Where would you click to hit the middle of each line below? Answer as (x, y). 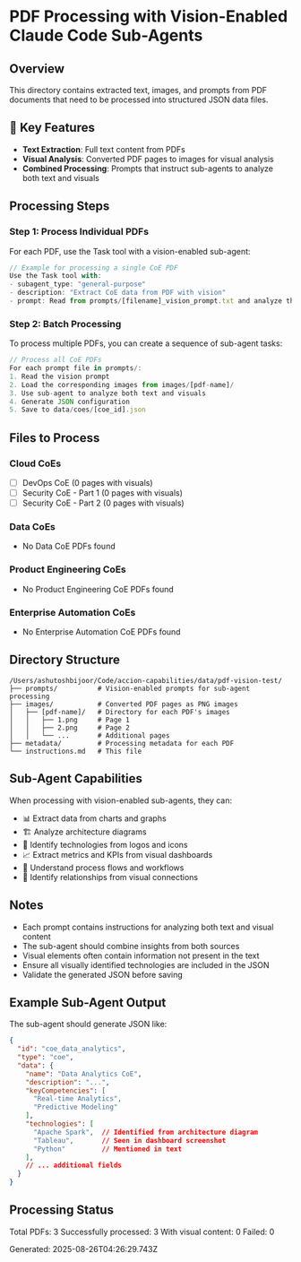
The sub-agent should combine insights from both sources (131, 946)
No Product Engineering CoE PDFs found (98, 589)
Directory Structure (65, 660)
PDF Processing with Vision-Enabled (149, 17)
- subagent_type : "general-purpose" (77, 284)
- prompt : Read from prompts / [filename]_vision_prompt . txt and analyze (146, 301)
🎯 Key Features (52, 128)
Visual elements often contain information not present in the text (141, 955)
